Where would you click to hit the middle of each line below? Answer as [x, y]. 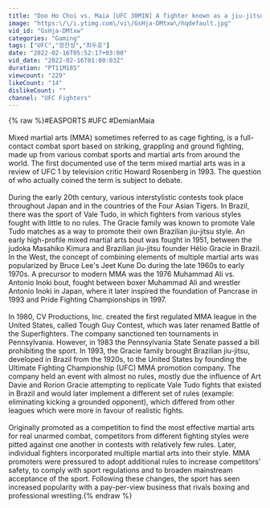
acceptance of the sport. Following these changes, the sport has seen [124, 479]
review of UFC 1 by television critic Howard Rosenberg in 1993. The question [135, 172]
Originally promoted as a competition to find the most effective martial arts [131, 428]
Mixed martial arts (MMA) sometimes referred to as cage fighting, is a [123, 138]
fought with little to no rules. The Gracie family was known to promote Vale [132, 223]
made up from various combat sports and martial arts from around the [124, 155]
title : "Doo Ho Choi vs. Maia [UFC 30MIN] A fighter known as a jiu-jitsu [136, 16]
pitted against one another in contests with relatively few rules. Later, [123, 445]
